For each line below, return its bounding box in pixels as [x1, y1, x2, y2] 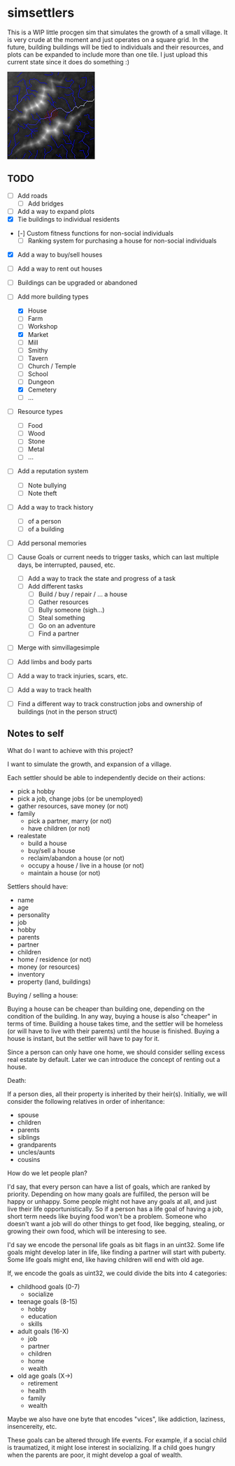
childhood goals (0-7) [17, 1282, 80, 1291]
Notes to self [7, 728, 64, 740]
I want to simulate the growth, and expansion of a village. [7, 760, 172, 768]
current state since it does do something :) [7, 57, 130, 66]
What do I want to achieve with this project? [7, 746, 134, 754]
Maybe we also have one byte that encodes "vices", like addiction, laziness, [7, 1414, 226, 1423]
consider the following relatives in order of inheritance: [7, 1097, 165, 1105]
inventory [17, 970, 45, 978]
